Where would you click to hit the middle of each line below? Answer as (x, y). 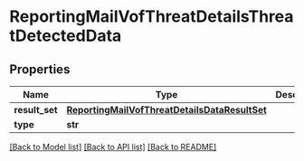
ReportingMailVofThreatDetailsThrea (152, 17)
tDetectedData (66, 36)
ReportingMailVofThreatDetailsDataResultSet (166, 110)
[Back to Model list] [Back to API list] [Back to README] (113, 147)
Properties (40, 69)
